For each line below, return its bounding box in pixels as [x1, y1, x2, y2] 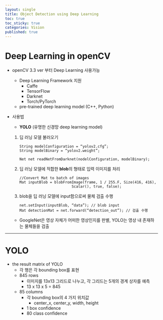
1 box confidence [26, 305, 61, 311]
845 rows [19, 272, 39, 278]
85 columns [19, 288, 43, 294]
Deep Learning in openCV [5, 51, 111, 62]
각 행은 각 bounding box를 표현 [19, 267, 80, 272]
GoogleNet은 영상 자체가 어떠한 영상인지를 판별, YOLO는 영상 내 [19, 217, 142, 223]
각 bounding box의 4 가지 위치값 [26, 294, 89, 300]
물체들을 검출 [24, 223, 49, 229]
